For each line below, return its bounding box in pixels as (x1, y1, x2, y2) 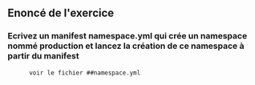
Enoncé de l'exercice (7, 6, 115, 20)
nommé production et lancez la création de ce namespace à (7, 40, 245, 51)
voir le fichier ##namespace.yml (28, 68, 141, 77)
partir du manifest (7, 51, 79, 62)
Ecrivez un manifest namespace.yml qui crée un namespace (7, 30, 248, 42)
